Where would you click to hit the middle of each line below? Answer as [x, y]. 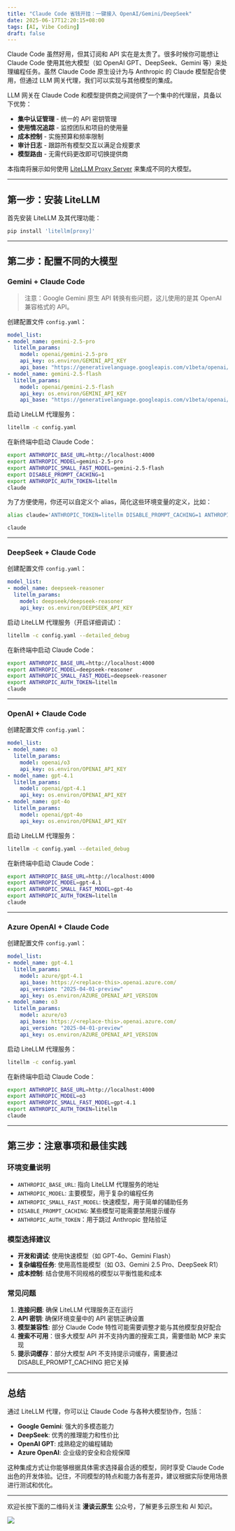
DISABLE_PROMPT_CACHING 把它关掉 [73, 1362]
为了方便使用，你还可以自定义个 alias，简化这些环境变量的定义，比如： [109, 502]
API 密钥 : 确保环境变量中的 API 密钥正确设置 [81, 1319]
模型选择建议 [29, 1239]
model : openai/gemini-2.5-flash [67, 387]
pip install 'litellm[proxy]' [51, 231]
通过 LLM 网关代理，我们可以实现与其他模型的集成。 [101, 81]
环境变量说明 [29, 1168]
